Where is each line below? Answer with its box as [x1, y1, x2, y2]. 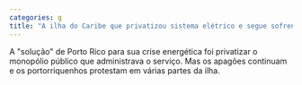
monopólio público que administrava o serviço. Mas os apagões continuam [9, 55, 288, 66]
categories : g [9, 13, 63, 22]
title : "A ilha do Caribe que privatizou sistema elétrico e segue [9, 21, 268, 30]
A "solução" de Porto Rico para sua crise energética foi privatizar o [9, 46, 258, 56]
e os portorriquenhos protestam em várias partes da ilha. [9, 64, 220, 76]
